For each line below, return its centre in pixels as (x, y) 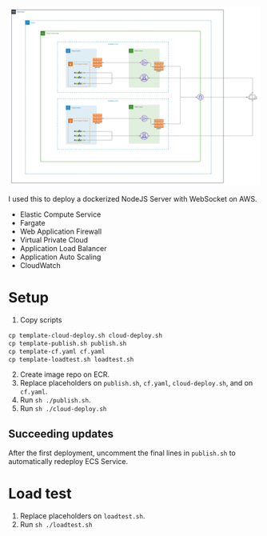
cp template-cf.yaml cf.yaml (57, 352)
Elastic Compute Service (60, 214)
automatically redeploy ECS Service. (68, 462)
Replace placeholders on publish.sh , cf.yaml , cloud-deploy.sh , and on (136, 383)
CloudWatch (40, 266)
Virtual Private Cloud (54, 240)
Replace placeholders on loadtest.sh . (82, 516)
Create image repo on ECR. (65, 374)
